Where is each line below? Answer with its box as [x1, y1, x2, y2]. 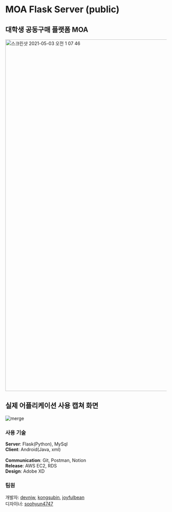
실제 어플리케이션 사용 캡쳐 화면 [5, 402, 99, 410]
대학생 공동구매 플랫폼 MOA [5, 25, 89, 34]
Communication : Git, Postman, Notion [5, 457, 86, 463]
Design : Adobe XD [5, 468, 45, 474]
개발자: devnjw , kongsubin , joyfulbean [5, 495, 84, 501]
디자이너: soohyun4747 [5, 501, 54, 507]
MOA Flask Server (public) [5, 4, 120, 15]
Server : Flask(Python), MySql [5, 441, 68, 447]
